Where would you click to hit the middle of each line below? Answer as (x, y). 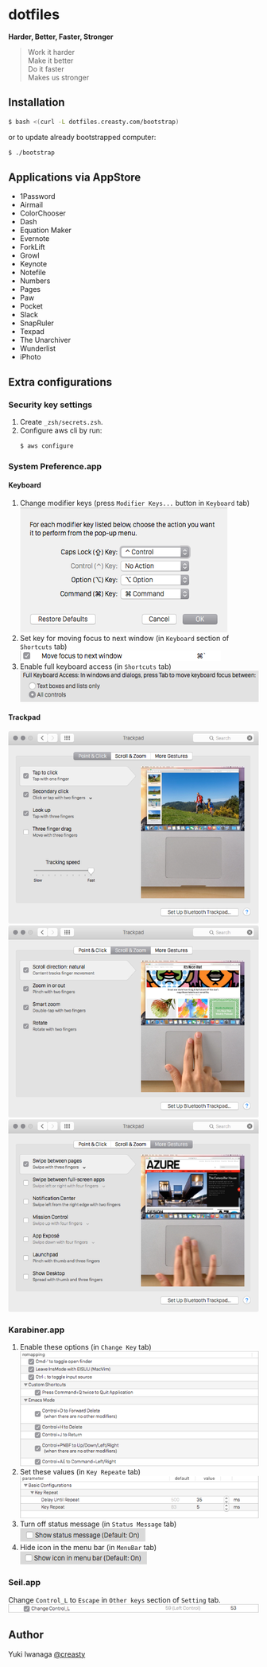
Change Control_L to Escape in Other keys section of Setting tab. (114, 1599)
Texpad (32, 332)
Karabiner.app (37, 1330)
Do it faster (46, 68)
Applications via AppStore (75, 177)
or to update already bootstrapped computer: (82, 137)
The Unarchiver (45, 340)
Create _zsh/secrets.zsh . (61, 422)
